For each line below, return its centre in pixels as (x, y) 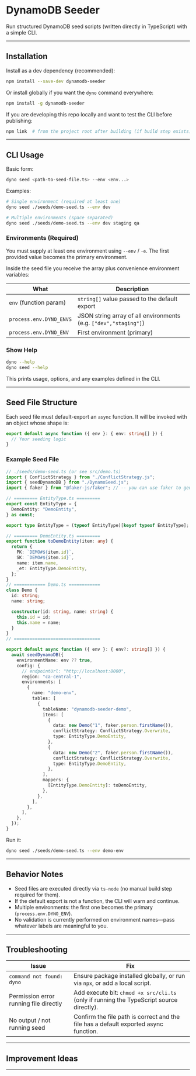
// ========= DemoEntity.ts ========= (53, 536)
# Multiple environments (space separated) (60, 218)
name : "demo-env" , (54, 693)
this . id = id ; (34, 617)
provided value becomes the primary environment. (67, 257)
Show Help (22, 350)
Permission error (32, 996)
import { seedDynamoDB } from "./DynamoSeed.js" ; (68, 482)
